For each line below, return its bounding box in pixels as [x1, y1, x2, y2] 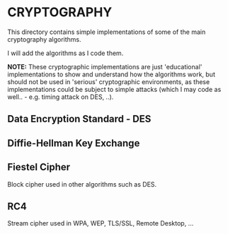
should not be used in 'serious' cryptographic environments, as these [7, 77, 210, 86]
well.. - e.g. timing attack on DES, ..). [7, 93, 114, 101]
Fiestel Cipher [7, 161, 71, 173]
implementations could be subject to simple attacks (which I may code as [7, 85, 222, 93]
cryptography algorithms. [7, 35, 81, 43]
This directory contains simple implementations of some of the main [7, 28, 206, 36]
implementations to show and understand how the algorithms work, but [7, 70, 216, 78]
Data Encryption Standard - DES [7, 113, 152, 125]
